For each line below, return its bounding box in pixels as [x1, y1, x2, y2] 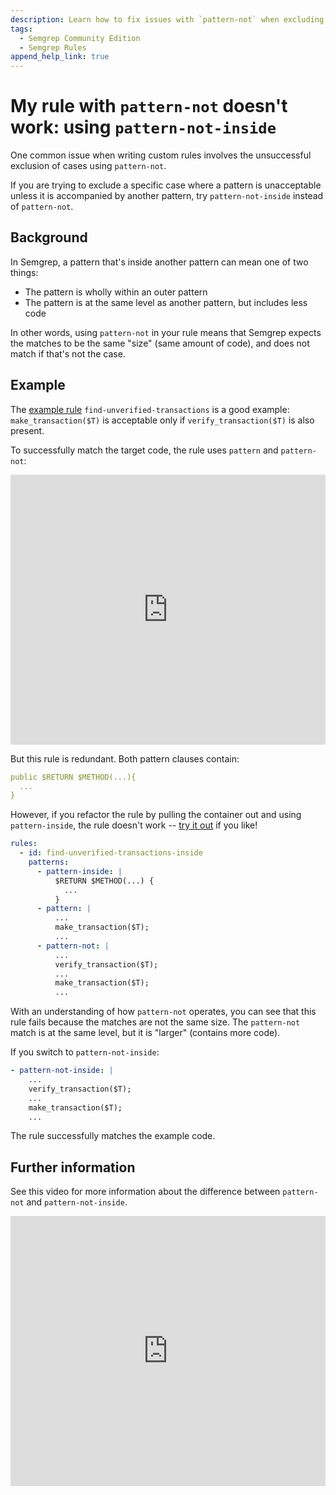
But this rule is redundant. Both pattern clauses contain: [10, 752, 240, 765]
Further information [10, 1159, 136, 1176]
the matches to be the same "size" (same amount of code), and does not [10, 337, 310, 349]
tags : [10, 24, 33, 34]
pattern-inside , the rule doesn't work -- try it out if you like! [10, 819, 258, 831]
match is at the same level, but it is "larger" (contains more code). [10, 1027, 281, 1039]
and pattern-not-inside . [26, 1196, 128, 1208]
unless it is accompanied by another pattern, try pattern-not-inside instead [10, 190, 324, 202]
